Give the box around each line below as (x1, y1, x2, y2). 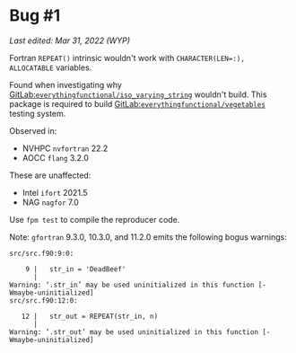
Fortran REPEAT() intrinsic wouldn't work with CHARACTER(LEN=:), (9, 52, 245, 63)
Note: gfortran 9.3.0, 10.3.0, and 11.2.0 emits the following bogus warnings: (9, 231, 287, 243)
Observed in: (9, 125, 57, 136)
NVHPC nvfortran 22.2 (22, 143, 109, 154)
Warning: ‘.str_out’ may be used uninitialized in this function (9, 327, 258, 337)
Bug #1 (9, 5, 61, 26)
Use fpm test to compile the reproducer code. (9, 214, 180, 225)
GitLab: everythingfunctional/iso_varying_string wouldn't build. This (9, 89, 267, 100)
